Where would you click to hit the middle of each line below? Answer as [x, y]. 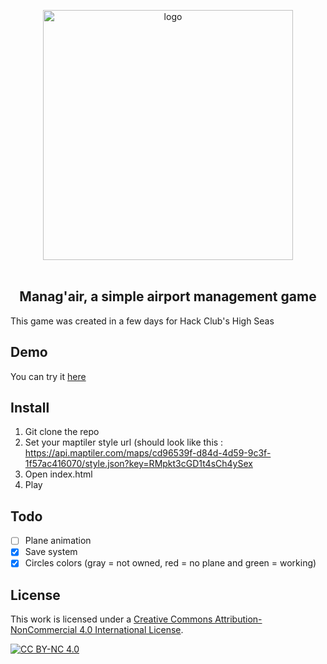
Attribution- [238, 619]
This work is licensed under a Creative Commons [111, 619]
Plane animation [58, 541]
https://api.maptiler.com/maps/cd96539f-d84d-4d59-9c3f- [148, 453]
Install [30, 408]
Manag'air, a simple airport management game [168, 296]
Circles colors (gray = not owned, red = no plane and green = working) [170, 563]
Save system [51, 552]
